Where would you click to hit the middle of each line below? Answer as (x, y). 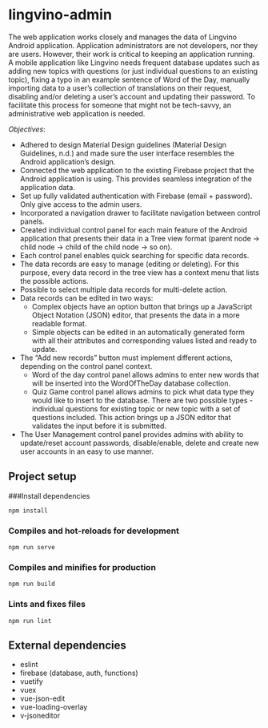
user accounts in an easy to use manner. (87, 451)
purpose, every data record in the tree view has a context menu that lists (140, 272)
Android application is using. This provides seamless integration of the (136, 179)
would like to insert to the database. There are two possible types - (142, 400)
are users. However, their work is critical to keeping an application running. (132, 54)
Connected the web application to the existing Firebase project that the (137, 170)
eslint (29, 665)
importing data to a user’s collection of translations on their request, (120, 88)
